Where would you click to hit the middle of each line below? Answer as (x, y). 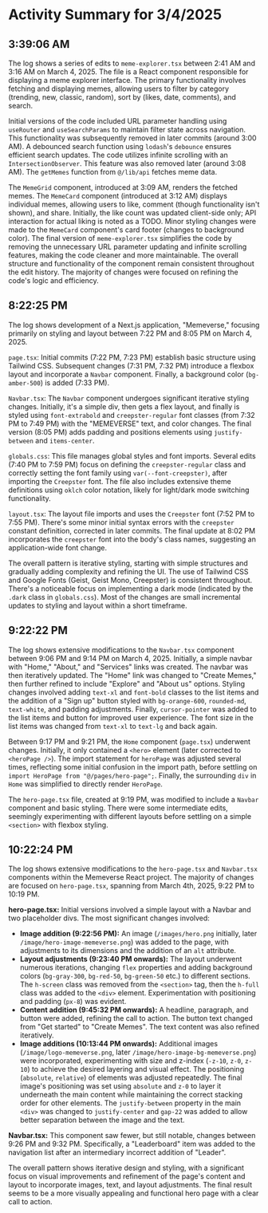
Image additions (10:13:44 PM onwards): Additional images (118, 1044)
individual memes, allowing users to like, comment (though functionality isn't (134, 204)
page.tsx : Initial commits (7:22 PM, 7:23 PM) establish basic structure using (132, 357)
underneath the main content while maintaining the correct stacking (131, 1095)
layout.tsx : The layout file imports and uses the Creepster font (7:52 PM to (132, 514)
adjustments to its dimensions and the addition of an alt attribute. (128, 951)
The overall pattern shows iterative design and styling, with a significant (126, 1168)
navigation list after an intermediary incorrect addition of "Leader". (117, 1152)
